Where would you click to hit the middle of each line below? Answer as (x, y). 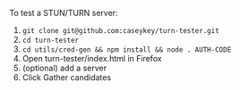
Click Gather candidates (67, 78)
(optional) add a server (64, 68)
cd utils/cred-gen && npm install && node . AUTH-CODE (127, 50)
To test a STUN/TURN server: (64, 13)
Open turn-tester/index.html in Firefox (92, 58)
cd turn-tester (51, 40)
